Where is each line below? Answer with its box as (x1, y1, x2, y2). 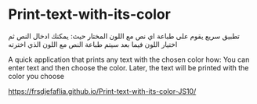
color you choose (8, 71, 65, 81)
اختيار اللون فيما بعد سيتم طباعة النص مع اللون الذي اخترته (8, 39, 178, 48)
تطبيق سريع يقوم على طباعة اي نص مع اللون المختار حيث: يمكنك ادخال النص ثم (8, 31, 241, 41)
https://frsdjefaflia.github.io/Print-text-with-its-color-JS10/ (8, 86, 197, 95)
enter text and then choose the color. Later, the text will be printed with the (8, 63, 249, 72)
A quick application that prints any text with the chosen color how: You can (8, 55, 250, 64)
